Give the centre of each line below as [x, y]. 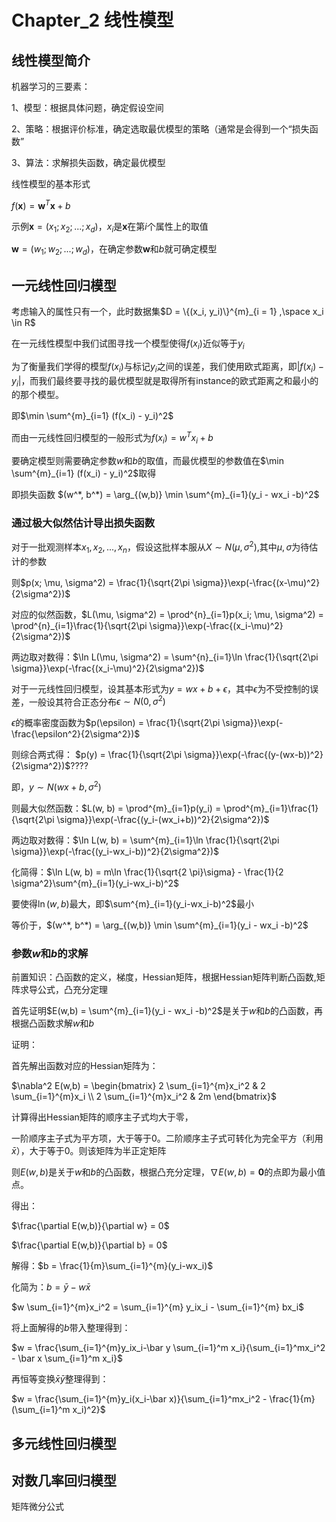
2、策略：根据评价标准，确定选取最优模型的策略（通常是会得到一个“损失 [160, 129]
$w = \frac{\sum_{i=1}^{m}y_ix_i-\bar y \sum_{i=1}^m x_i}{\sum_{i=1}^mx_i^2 [168, 1348]
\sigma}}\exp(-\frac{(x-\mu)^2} [256, 582]
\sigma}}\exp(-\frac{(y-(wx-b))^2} [254, 755]
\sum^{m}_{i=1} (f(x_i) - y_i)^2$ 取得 [84, 473]
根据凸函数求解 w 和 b [53, 1023]
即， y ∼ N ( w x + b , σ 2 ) [56, 786]
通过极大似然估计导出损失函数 [83, 523]
